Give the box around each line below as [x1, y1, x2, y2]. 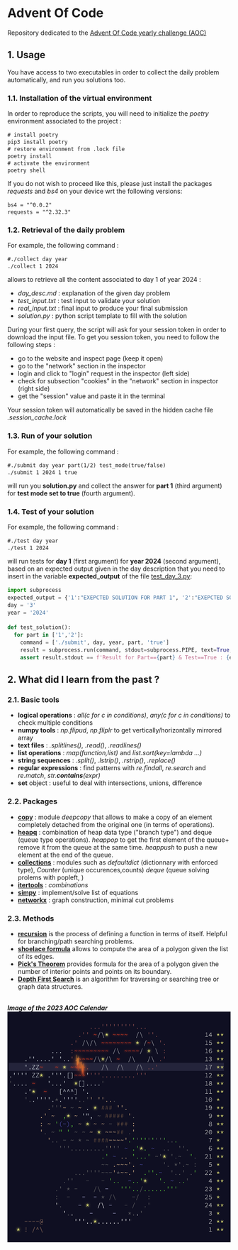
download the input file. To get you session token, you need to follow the [7, 333, 220, 341]
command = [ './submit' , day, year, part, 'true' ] [20, 639, 170, 647]
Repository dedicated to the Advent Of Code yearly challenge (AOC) [7, 28, 207, 37]
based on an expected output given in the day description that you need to [7, 564, 225, 573]
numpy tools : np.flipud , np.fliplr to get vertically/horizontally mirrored [17, 726, 222, 735]
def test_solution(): [7, 624, 72, 631]
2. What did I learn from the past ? [7, 674, 160, 686]
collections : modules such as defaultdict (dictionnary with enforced [17, 857, 218, 867]
